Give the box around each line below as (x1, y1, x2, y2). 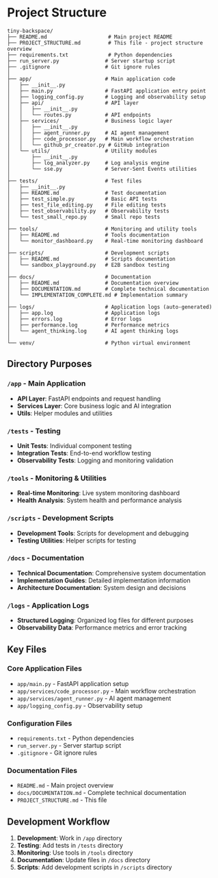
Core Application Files (7, 664, 82, 674)
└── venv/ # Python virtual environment (7, 340, 191, 346)
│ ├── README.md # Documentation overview (7, 279, 179, 286)
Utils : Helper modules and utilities (16, 409, 113, 417)
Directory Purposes (7, 358, 92, 370)
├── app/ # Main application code (7, 75, 176, 82)
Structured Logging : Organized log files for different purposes (16, 616, 193, 625)
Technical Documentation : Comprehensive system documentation (16, 569, 206, 577)
